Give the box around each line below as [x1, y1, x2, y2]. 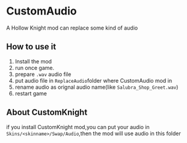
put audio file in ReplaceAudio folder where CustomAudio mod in [14, 77, 173, 84]
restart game [14, 89, 47, 97]
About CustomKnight [6, 107, 88, 118]
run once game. [14, 64, 55, 71]
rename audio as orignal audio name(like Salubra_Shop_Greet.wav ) [14, 83, 179, 91]
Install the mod [14, 57, 52, 65]
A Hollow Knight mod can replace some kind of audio [6, 24, 138, 31]
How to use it [6, 42, 57, 52]
